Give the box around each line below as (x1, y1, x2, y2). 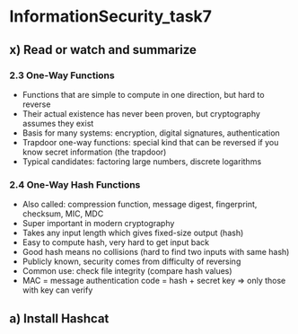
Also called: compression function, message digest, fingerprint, (22, 199, 258, 210)
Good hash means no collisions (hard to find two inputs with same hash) (22, 247, 290, 258)
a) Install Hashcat (9, 311, 110, 326)
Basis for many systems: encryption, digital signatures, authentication (22, 127, 280, 138)
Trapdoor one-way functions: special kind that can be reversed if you (22, 136, 279, 147)
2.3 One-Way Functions (9, 69, 115, 82)
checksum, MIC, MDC (22, 208, 104, 219)
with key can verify (22, 285, 93, 295)
